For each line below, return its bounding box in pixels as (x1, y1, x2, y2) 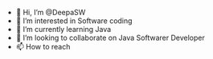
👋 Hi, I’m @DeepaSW (15, 8, 86, 17)
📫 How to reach (15, 42, 71, 51)
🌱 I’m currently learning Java (15, 25, 112, 33)
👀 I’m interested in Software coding (15, 16, 133, 26)
